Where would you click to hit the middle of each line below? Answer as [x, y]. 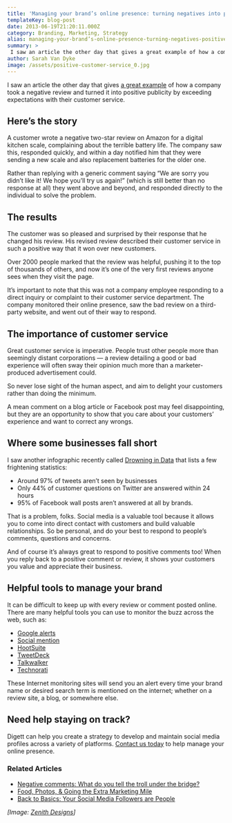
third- [208, 305]
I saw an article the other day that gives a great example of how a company [114, 84]
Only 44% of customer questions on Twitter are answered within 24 [114, 488]
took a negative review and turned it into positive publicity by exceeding [109, 92]
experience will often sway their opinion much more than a [90, 365]
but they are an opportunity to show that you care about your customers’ [110, 414]
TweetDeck [33, 655]
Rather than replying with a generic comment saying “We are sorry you [108, 173]
